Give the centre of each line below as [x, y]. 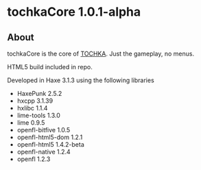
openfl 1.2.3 [34, 159]
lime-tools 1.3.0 [38, 115]
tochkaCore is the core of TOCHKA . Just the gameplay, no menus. [100, 53]
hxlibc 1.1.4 [32, 108]
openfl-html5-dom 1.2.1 [50, 137]
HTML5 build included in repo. [50, 67]
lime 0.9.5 [31, 123]
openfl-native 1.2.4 [44, 152]
